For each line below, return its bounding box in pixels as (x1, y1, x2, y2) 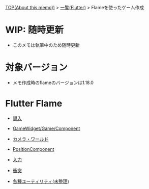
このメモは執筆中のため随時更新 (12, 42, 80, 48)
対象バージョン (5, 62, 68, 73)
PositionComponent (12, 146, 54, 152)
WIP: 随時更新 (5, 24, 64, 36)
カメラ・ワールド (12, 136, 49, 142)
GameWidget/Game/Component (12, 125, 80, 131)
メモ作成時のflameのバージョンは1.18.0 (12, 79, 94, 86)
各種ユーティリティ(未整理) (12, 178, 70, 184)
